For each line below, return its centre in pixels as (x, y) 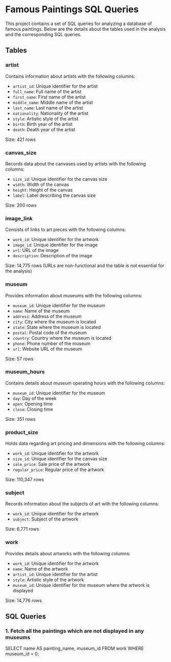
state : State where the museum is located (56, 327)
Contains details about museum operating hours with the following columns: (85, 383)
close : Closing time (33, 409)
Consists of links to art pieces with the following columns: (66, 230)
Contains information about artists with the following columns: (70, 76)
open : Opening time (33, 404)
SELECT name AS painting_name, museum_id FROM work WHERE (75, 648)
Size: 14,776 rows (24, 600)
